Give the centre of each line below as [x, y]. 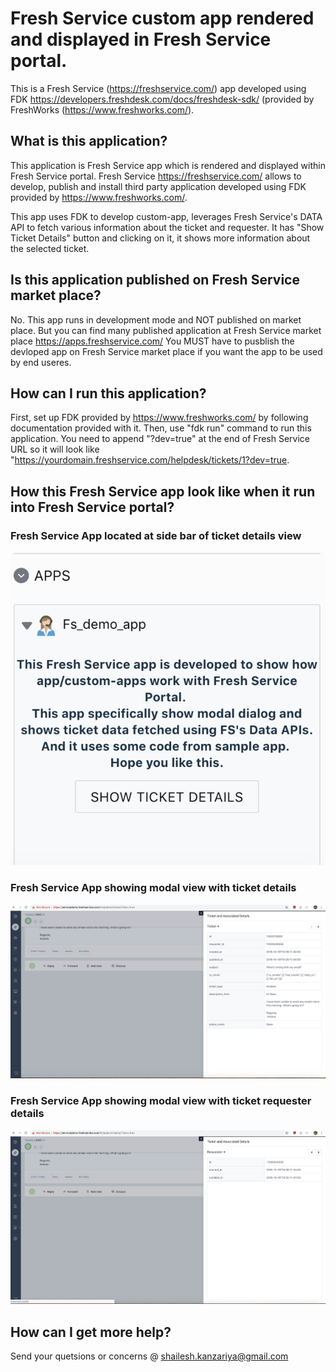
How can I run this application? [108, 393]
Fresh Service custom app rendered [162, 18]
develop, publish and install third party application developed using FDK [158, 186]
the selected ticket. [50, 248]
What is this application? [89, 141]
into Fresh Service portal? [92, 507]
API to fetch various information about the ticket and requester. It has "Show [167, 227]
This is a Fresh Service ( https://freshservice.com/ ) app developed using [158, 88]
